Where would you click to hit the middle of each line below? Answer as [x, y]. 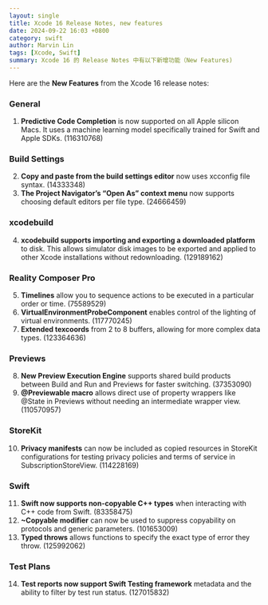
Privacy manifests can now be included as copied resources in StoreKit [139, 448]
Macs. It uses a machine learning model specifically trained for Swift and [140, 130]
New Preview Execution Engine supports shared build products [126, 376]
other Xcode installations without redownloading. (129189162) [122, 257]
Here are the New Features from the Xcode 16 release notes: [109, 83]
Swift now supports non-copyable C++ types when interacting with [133, 503]
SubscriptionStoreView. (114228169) [80, 465]
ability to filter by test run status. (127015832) [95, 592]
